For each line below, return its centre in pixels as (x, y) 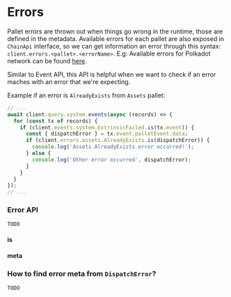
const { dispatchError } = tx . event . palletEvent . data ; (107, 134)
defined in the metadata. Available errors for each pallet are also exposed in (116, 38)
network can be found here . (47, 61)
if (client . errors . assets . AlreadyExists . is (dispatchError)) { (118, 141)
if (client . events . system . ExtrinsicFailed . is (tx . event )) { (107, 127)
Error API (23, 210)
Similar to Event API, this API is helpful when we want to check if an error (112, 74)
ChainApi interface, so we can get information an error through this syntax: (114, 46)
